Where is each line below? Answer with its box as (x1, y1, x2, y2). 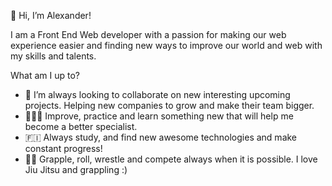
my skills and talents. (10, 50, 97, 62)
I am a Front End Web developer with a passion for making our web (10, 29, 287, 40)
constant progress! (24, 143, 103, 154)
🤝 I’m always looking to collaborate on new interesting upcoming (24, 89, 291, 100)
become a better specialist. (24, 121, 138, 132)
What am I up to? (10, 70, 80, 81)
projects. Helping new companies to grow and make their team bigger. (24, 100, 315, 111)
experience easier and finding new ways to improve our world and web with (10, 40, 323, 51)
